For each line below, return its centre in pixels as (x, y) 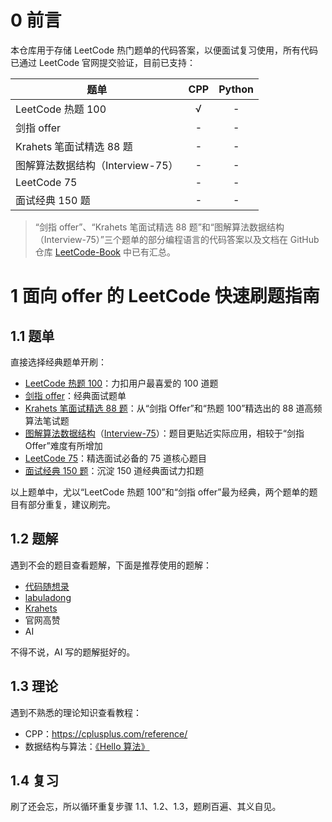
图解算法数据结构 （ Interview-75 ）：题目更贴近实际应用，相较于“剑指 (164, 433)
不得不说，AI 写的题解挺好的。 (73, 652)
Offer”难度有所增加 (63, 445)
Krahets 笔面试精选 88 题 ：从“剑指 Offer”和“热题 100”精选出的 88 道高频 (173, 408)
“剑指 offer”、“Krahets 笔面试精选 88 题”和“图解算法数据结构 (159, 227)
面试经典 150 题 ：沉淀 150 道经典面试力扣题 (114, 470)
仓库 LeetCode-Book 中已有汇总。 (105, 252)
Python (236, 89)
